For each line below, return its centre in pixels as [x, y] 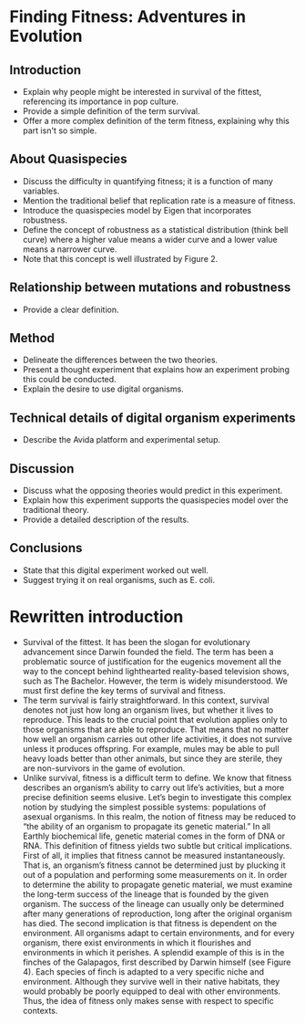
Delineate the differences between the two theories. [120, 360]
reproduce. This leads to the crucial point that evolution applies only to [155, 719]
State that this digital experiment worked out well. [116, 570]
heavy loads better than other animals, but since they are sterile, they [152, 758]
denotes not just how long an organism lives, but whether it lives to [148, 710]
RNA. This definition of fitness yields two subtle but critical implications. [158, 845]
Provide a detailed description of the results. [106, 520]
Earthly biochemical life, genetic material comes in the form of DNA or [153, 836]
